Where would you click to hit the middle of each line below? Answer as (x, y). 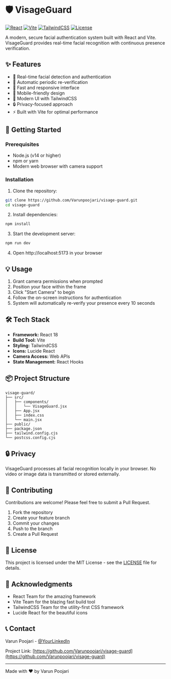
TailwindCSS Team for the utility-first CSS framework (68, 607)
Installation (20, 179)
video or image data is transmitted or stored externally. (63, 474)
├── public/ (18, 424)
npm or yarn (25, 161)
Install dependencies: (35, 215)
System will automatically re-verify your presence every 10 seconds (84, 303)
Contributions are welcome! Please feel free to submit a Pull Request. (78, 503)
